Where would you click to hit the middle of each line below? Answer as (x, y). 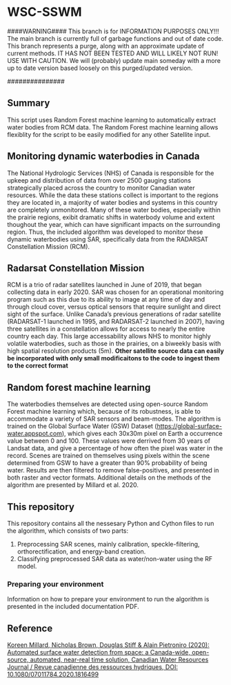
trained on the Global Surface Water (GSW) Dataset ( (82, 426)
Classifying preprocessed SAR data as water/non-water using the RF (115, 559)
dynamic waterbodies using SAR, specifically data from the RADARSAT (108, 239)
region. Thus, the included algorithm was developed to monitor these (105, 232)
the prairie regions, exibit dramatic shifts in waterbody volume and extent (111, 217)
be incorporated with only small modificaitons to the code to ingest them (113, 358)
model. (27, 566)
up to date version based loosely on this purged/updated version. (100, 68)
